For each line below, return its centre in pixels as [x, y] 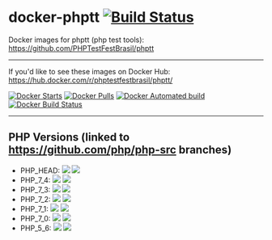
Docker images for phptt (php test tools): [76, 40]
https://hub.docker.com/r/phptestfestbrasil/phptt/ [91, 80]
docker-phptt [54, 17]
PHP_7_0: [35, 218]
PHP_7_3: [35, 189]
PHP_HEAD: [40, 171]
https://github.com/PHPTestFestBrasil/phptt [81, 48]
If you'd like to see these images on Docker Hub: [89, 71]
